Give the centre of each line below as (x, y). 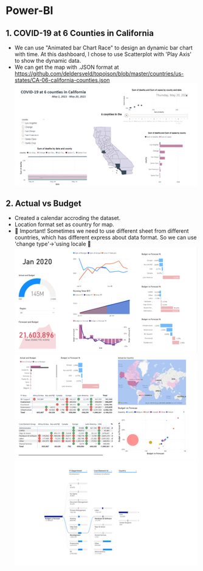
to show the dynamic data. (48, 61)
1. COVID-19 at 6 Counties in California (80, 33)
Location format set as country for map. (64, 225)
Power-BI (29, 11)
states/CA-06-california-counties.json (62, 80)
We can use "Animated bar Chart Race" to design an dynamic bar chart (103, 48)
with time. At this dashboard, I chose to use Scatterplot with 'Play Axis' (103, 54)
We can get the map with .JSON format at (67, 67)
